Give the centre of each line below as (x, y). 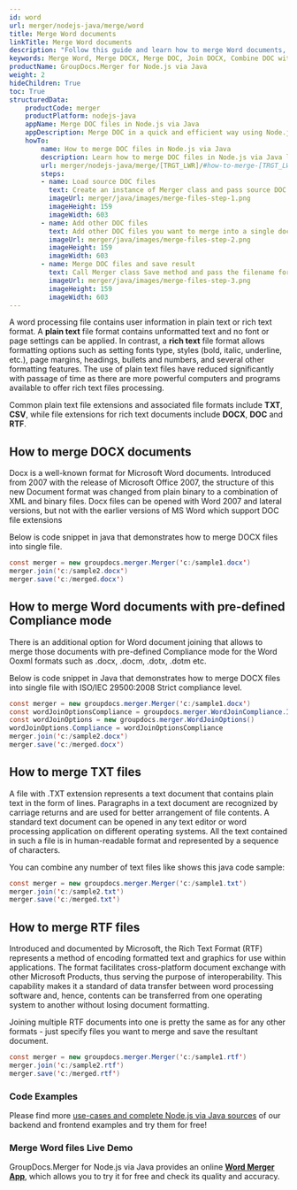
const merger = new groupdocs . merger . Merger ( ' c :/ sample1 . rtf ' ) (128, 1057)
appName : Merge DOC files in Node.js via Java (112, 125)
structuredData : (39, 100)
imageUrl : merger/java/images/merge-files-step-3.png (149, 280)
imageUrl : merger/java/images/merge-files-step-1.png (149, 199)
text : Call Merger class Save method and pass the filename (161, 273)
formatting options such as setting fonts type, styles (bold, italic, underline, (146, 350)
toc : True (27, 91)
